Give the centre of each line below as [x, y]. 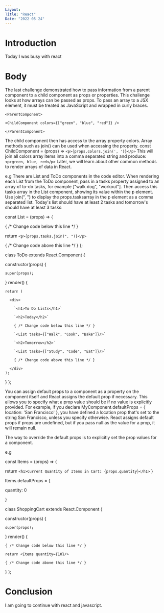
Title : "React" [21, 14]
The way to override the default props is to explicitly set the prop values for [81, 438]
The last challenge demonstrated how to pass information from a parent [78, 90]
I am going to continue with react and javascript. [54, 605]
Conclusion [29, 592]
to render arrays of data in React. [38, 167]
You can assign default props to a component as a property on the [72, 392]
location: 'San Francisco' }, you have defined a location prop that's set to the [82, 413]
